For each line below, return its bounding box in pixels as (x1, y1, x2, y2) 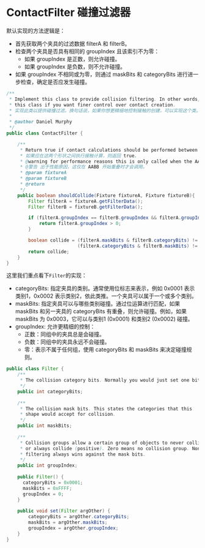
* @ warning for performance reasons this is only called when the (20, 158, 192, 165)
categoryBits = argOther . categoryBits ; (28, 514, 130, 520)
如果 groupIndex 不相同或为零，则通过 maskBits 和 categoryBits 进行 (15, 70, 188, 78)
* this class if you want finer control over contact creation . (9, 102, 176, 108)
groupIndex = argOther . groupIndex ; (28, 525, 119, 531)
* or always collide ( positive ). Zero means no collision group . (20, 445, 190, 451)
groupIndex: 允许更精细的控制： (15, 323, 96, 330)
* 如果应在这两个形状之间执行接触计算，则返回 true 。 (20, 152, 139, 159)
